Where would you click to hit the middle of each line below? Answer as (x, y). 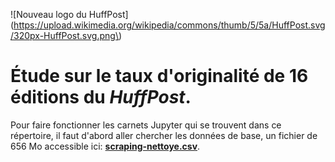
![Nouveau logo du (48, 14)
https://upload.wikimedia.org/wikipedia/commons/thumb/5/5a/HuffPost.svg (169, 25)
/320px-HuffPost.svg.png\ (64, 35)
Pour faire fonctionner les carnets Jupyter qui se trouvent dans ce (146, 125)
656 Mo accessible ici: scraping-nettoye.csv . (105, 146)
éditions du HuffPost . (101, 97)
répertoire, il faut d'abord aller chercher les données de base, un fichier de (164, 135)
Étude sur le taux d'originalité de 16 (159, 76)
